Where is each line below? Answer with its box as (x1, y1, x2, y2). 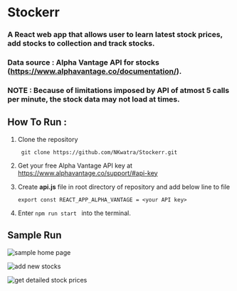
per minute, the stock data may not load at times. (7, 94, 180, 104)
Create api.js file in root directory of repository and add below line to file (17, 182, 230, 191)
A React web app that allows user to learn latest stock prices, (7, 30, 223, 40)
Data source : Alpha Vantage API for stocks (7, 57, 160, 67)
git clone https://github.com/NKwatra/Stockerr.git (21, 148, 178, 156)
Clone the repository (17, 135, 78, 143)
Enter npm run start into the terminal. (17, 209, 132, 217)
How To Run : (7, 116, 68, 128)
